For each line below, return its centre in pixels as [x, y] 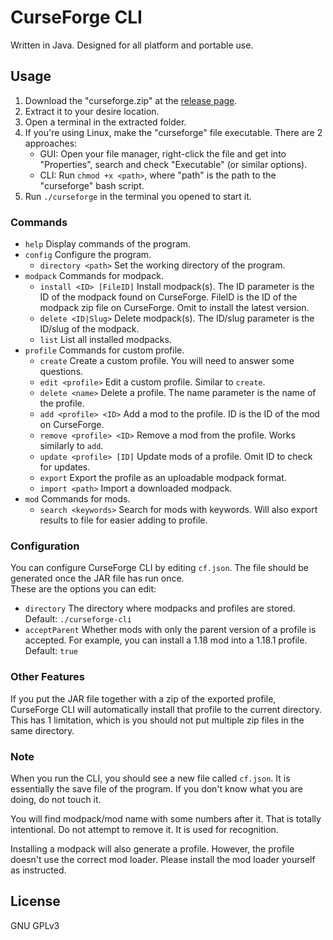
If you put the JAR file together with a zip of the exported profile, [143, 698]
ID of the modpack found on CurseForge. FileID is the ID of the [168, 297]
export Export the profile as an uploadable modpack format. [163, 478]
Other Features [47, 677]
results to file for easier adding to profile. [123, 520]
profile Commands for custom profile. [104, 350]
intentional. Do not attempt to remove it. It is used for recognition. [144, 829]
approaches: [51, 143]
